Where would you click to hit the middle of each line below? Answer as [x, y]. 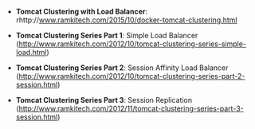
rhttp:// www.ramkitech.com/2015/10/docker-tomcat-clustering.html [126, 20]
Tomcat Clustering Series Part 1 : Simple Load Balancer [107, 35]
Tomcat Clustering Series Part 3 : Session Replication [104, 100]
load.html [31, 52]
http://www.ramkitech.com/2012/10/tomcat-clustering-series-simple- [133, 44]
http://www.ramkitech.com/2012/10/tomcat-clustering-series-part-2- [132, 76]
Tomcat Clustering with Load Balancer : [81, 12]
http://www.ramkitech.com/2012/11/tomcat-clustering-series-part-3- [131, 108]
